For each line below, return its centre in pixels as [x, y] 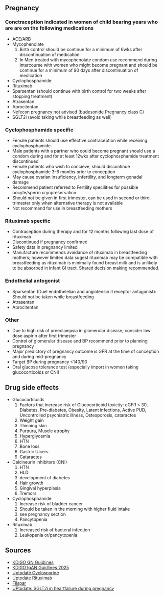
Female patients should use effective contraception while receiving [80, 140]
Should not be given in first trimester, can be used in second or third [81, 198]
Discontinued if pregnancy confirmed [50, 242]
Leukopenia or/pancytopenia [48, 535]
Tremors [28, 493]
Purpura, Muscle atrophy [45, 431]
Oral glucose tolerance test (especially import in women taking [75, 367]
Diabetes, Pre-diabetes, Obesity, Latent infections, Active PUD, [83, 410]
